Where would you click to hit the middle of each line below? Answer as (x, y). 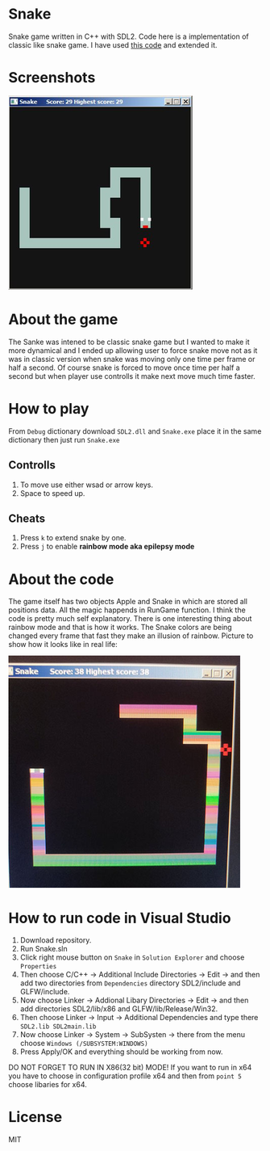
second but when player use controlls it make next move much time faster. (132, 376)
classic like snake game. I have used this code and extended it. (113, 44)
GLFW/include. (45, 992)
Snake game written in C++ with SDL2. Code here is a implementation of (129, 36)
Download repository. (56, 940)
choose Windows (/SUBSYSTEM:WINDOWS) (84, 1044)
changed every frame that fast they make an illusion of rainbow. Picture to (131, 636)
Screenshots (52, 78)
